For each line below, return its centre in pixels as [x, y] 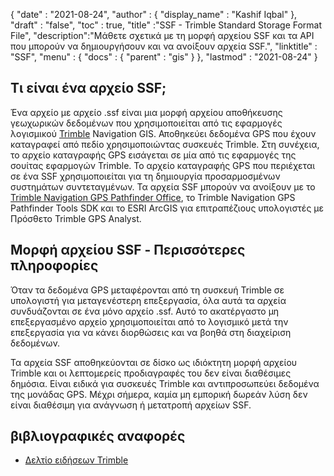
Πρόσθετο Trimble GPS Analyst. [76, 218]
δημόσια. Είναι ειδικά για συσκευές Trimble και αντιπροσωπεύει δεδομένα [165, 383]
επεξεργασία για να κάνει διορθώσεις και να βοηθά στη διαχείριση [151, 332]
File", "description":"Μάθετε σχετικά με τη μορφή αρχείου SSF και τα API [162, 35]
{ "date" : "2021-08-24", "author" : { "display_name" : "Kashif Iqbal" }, [154, 14]
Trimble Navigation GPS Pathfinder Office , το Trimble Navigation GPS [153, 197]
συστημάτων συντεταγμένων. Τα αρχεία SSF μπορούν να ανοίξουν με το [163, 186]
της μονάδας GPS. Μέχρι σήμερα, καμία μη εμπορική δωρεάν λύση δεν [159, 394]
